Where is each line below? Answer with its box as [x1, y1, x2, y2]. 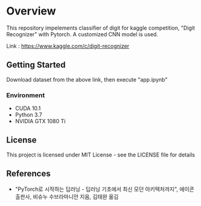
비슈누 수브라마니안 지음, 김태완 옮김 [33, 193, 119, 200]
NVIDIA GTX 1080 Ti [15, 118, 66, 125]
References [6, 169, 51, 179]
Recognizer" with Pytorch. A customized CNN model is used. [6, 30, 159, 37]
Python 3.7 [15, 111, 42, 118]
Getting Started [6, 60, 66, 70]
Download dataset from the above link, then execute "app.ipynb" [6, 76, 168, 83]
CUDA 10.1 [15, 105, 41, 112]
